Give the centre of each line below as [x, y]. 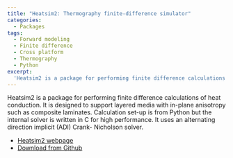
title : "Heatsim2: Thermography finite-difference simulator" [99, 14]
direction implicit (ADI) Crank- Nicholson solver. [75, 127]
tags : [15, 33]
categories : [24, 20]
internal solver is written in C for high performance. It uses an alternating [111, 120]
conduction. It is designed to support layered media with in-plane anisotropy [116, 105]
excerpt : [20, 71]
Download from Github [50, 148]
